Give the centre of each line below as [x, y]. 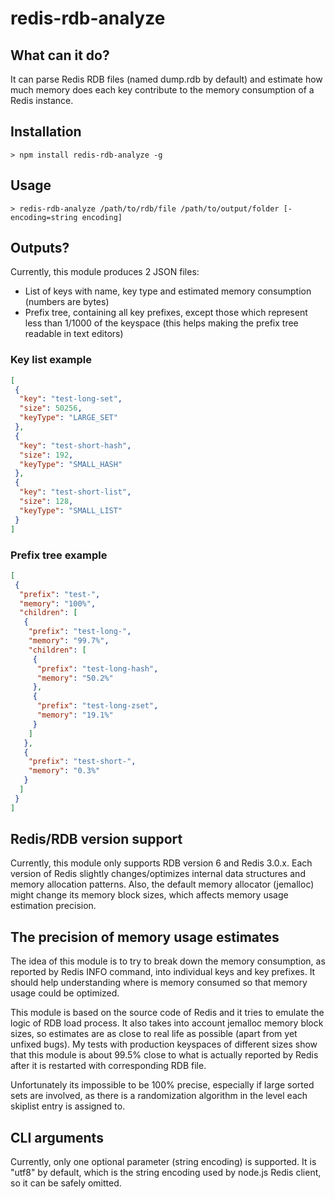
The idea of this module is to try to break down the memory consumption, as [168, 961]
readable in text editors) [74, 334]
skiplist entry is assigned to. [68, 1106]
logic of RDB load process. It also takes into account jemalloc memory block [167, 1023]
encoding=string [44, 217]
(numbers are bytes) [67, 302]
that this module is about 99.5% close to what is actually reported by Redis [164, 1055]
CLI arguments [57, 1137]
